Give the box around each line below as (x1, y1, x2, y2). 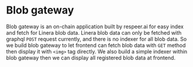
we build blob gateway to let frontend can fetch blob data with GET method (6, 42, 187, 49)
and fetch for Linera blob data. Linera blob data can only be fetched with (6, 29, 182, 36)
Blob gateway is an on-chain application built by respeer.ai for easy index (6, 23, 184, 30)
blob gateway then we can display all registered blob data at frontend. (6, 54, 176, 61)
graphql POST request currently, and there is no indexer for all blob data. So (6, 35, 187, 42)
